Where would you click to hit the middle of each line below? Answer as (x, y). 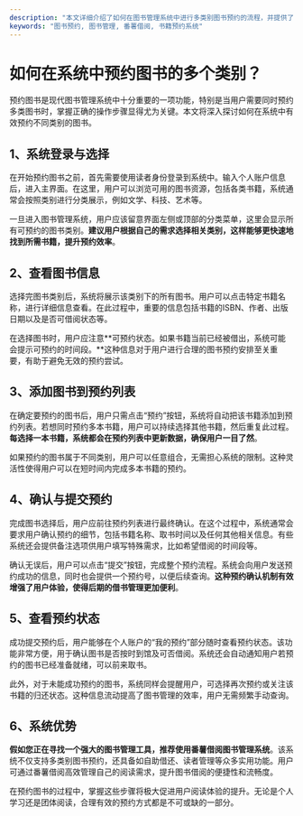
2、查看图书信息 (55, 273)
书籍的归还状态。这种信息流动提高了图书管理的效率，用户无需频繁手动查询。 (151, 695)
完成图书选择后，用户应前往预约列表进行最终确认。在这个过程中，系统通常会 (151, 523)
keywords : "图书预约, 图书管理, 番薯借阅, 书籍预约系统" (106, 26)
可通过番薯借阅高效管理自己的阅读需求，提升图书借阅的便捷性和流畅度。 (143, 772)
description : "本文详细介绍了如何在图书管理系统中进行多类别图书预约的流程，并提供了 (152, 18)
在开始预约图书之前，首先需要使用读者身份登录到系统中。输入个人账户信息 (147, 178)
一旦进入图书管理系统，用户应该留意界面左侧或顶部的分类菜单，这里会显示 (147, 219)
